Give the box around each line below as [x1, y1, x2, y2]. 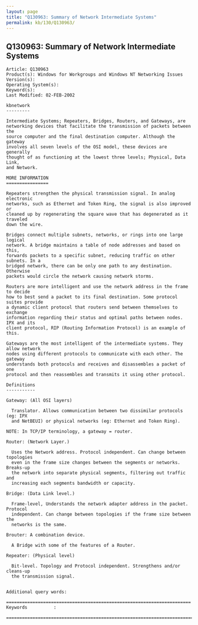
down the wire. [6, 222, 44, 228]
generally [6, 149, 31, 156]
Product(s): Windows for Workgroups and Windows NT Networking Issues [6, 72, 183, 77]
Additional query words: [6, 589, 67, 595]
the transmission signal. [11, 574, 75, 579]
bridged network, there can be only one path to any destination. [6, 263, 173, 269]
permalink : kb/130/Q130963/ [6, 20, 75, 25]
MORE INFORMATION [6, 175, 49, 181]
